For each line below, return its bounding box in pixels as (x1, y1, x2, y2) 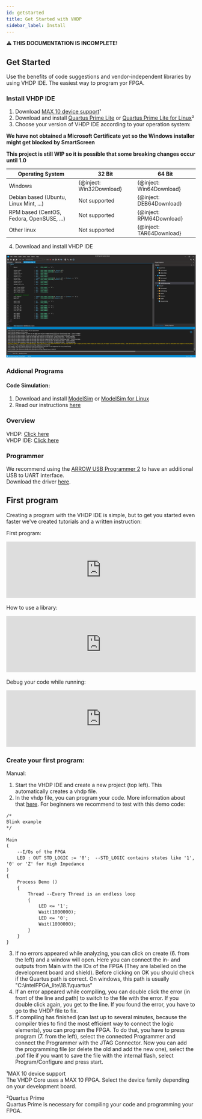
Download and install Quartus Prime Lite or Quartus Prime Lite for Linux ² (14, 114, 194, 121)
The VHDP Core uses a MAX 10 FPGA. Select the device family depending (6, 1076, 189, 1084)
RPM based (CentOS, (8, 208, 61, 216)
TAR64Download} (137, 229, 182, 237)
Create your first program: (6, 756, 85, 764)
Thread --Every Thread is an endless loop (28, 891, 136, 897)
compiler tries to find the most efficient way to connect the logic (14, 1020, 174, 1027)
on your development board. (6, 1082, 77, 1090)
